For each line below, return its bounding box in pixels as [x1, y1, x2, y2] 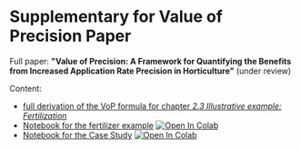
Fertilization [22, 110, 67, 121]
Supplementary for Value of [9, 6, 223, 27]
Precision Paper [9, 25, 132, 46]
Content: [9, 83, 43, 94]
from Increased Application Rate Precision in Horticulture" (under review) [9, 65, 292, 76]
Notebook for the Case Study [22, 129, 133, 140]
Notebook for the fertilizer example [22, 120, 155, 131]
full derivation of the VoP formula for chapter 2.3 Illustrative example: [22, 100, 282, 111]
